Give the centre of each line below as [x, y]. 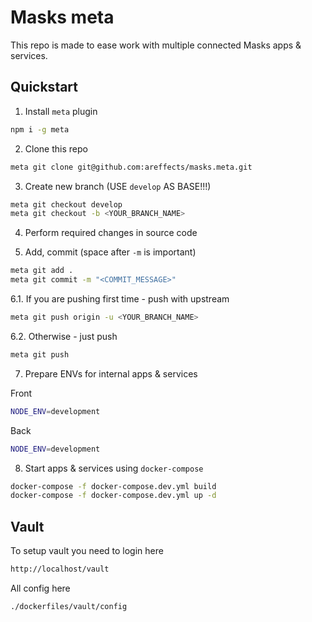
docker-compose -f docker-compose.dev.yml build [113, 486]
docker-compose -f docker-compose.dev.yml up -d [113, 496]
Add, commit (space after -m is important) [110, 252]
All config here [40, 588]
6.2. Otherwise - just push [64, 336]
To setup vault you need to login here [87, 551]
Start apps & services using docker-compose [114, 468]
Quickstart [44, 87]
